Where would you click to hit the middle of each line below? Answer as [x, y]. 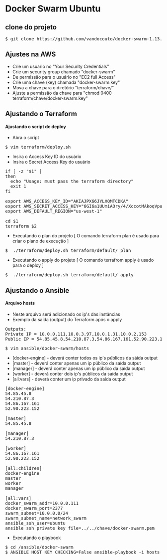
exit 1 [18, 187]
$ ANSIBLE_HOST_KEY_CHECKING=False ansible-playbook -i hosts [83, 552]
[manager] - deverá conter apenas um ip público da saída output [79, 369]
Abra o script [26, 138]
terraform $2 [21, 226]
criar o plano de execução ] [41, 241]
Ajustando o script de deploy [36, 126]
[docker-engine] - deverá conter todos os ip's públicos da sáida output [85, 358]
